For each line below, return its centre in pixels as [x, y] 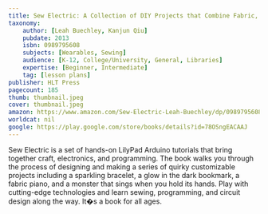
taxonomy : [25, 23]
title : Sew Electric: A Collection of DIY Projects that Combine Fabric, [134, 16]
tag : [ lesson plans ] [57, 75]
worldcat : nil [32, 120]
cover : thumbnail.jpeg [46, 105]
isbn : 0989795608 [51, 46]
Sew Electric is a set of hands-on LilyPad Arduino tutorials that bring [120, 149]
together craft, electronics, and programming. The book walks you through [131, 158]
